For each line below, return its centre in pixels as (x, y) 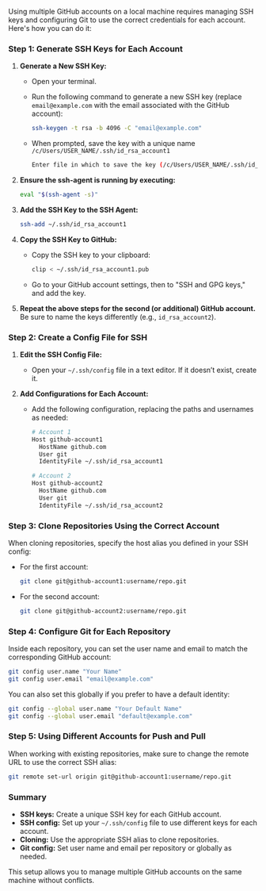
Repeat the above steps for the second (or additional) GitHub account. (137, 308)
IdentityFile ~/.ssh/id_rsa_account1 (101, 462)
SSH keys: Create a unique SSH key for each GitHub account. (120, 814)
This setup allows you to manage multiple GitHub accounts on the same (125, 872)
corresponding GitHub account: (60, 657)
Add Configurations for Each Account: (84, 394)
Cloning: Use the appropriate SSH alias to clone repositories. (119, 839)
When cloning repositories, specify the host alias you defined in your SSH (128, 543)
